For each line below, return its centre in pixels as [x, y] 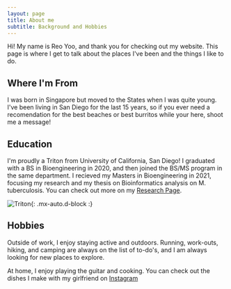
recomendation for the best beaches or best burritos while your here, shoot [115, 115]
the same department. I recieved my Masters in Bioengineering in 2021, [109, 175]
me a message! [29, 122]
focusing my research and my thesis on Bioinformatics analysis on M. [107, 183]
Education [30, 144]
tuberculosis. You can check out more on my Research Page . [95, 190]
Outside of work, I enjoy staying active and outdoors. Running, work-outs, [113, 242]
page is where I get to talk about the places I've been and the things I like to [115, 54]
